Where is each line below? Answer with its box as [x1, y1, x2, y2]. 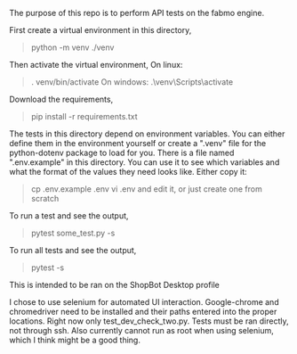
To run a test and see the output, [9, 210, 129, 221]
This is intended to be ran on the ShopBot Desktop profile [9, 280, 220, 290]
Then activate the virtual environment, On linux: [9, 60, 183, 70]
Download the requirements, [9, 94, 114, 104]
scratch [30, 193, 60, 203]
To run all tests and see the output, [9, 245, 137, 255]
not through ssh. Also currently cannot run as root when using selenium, [9, 325, 274, 335]
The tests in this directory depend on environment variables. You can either [9, 128, 285, 139]
